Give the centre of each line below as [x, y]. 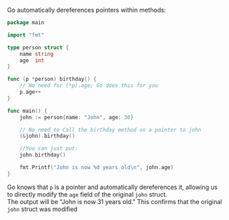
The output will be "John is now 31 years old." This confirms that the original [115, 201]
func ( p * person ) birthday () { [52, 79]
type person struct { [38, 48]
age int [32, 60]
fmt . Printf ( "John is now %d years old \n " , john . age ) [97, 168]
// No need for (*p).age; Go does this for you [89, 86]
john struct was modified [42, 209]
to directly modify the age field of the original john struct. [87, 194]
